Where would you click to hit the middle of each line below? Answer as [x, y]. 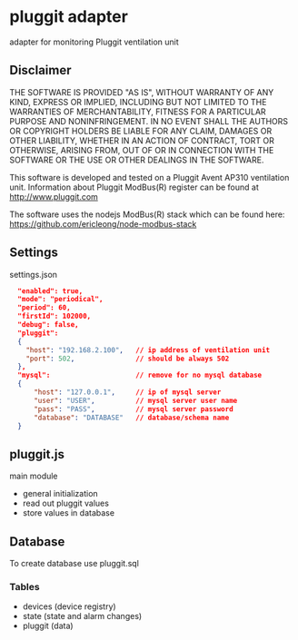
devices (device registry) [69, 606]
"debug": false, [48, 325]
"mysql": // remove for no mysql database [139, 375]
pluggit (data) [48, 626]
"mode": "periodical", [60, 300]
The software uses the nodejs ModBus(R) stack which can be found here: [147, 214]
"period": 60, [44, 308]
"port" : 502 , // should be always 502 [128, 359]
